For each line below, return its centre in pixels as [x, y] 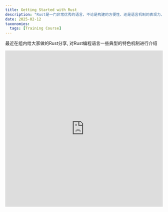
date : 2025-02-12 [23, 19]
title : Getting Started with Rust [41, 10]
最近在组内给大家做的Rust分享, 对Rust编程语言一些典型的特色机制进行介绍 [81, 43]
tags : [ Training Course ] [35, 28]
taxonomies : [17, 24]
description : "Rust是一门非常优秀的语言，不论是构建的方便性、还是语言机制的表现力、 [85, 14]
